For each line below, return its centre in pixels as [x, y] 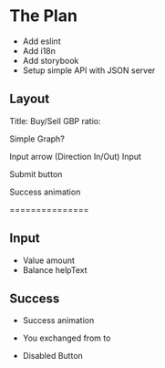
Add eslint [41, 41]
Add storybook [51, 60]
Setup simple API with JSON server [89, 70]
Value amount [49, 260]
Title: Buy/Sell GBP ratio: [55, 121]
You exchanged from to [67, 338]
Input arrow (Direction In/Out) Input [75, 156]
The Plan [43, 16]
